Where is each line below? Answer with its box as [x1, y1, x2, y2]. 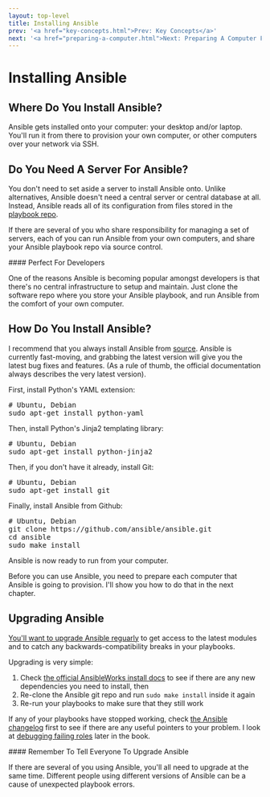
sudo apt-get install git [8, 486, 111, 495]
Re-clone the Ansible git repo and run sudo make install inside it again [19, 689, 256, 700]
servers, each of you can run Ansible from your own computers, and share [8, 234, 256, 244]
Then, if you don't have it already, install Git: [8, 462, 154, 471]
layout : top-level [8, 11, 70, 20]
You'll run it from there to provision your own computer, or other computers [8, 130, 257, 141]
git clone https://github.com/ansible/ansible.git [8, 524, 212, 533]
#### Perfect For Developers [8, 258, 105, 268]
